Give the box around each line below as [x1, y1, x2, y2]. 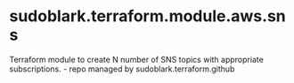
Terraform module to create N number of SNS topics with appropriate [9, 54, 265, 64]
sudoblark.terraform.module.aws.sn [9, 6, 287, 26]
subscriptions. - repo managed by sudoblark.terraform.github [9, 64, 235, 74]
